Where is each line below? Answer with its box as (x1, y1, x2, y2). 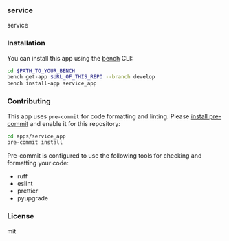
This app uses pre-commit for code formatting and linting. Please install (7, 112, 208, 120)
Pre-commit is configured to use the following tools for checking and (7, 151, 202, 160)
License (7, 211, 34, 221)
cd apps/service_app (7, 133, 67, 140)
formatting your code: (7, 159, 69, 167)
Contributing (7, 96, 51, 106)
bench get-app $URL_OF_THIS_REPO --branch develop (7, 74, 155, 81)
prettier (17, 187, 39, 195)
